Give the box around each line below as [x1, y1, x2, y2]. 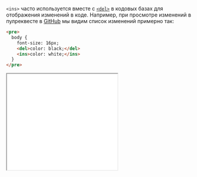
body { [11, 34, 28, 40]
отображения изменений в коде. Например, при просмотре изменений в [6, 11, 192, 18]
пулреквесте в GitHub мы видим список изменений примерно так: [6, 18, 175, 24]
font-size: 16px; [17, 40, 60, 46]
